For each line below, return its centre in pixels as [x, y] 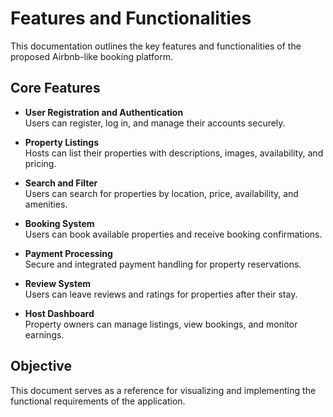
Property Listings [62, 142]
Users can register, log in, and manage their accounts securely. [155, 123]
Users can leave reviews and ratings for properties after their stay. [161, 294]
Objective [41, 366]
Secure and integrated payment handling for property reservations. [163, 264]
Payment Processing [68, 253]
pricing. [40, 163]
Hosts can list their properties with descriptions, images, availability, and [174, 153]
